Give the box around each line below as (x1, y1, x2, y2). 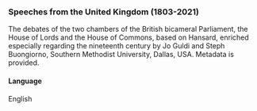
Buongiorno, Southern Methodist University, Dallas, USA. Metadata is (8, 50, 234, 59)
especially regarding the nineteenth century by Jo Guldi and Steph (8, 41, 225, 51)
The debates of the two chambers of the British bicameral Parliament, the (8, 25, 248, 34)
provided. (8, 58, 40, 67)
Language (8, 76, 42, 86)
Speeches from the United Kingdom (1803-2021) (8, 6, 200, 17)
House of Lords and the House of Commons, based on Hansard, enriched (8, 33, 250, 42)
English (8, 94, 33, 103)
